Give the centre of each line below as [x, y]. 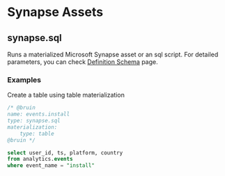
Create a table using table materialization [66, 95]
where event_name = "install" [51, 166]
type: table [37, 134]
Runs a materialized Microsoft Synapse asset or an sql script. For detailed [113, 54]
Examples [24, 79]
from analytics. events [40, 159]
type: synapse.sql [34, 121]
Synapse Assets [55, 12]
